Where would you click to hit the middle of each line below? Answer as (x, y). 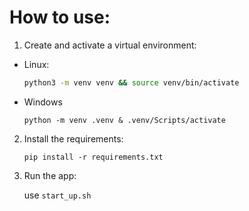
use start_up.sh (57, 195)
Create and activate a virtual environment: (110, 45)
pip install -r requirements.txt (93, 157)
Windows (43, 102)
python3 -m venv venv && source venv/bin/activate (131, 82)
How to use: (60, 17)
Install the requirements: (73, 138)
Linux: (36, 64)
